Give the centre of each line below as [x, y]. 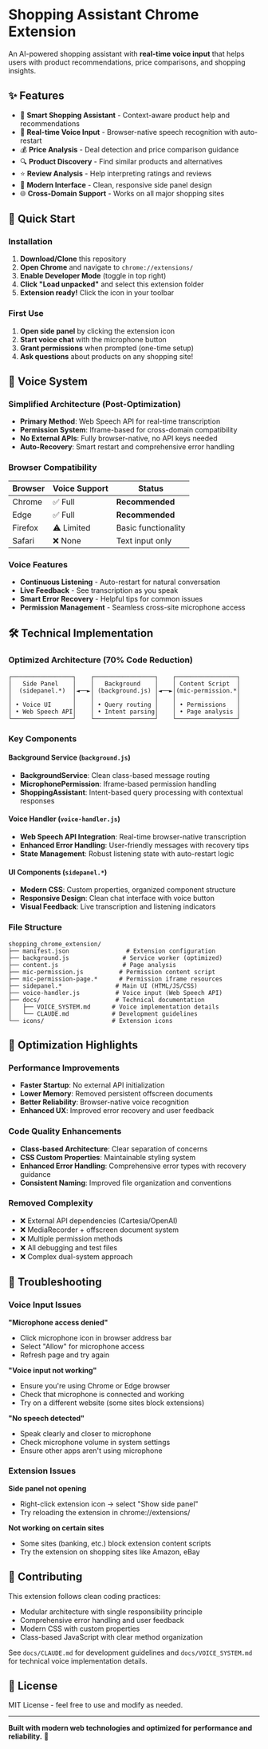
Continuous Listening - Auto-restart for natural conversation [120, 582]
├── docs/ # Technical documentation [106, 1000]
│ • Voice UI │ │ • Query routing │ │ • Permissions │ [124, 705]
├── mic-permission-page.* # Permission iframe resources [116, 979]
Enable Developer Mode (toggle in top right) [93, 276]
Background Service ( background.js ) [69, 758]
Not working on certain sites [56, 1528]
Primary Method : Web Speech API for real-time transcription [120, 421]
